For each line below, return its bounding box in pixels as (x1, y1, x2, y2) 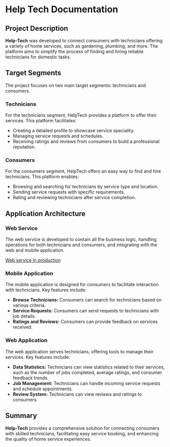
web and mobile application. (5, 247, 65, 253)
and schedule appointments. (12, 386, 73, 392)
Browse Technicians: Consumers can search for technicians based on (12, 297, 162, 303)
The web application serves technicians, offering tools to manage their (5, 348, 154, 354)
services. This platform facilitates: (5, 118, 77, 124)
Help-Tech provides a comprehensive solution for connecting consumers (5, 425, 160, 431)
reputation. (12, 144, 36, 150)
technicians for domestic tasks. (5, 54, 71, 60)
